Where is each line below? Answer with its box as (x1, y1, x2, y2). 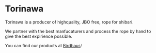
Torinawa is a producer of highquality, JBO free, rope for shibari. (5, 19, 134, 25)
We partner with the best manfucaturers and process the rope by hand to (5, 28, 151, 34)
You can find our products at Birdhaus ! (5, 42, 82, 48)
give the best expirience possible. (5, 33, 73, 39)
